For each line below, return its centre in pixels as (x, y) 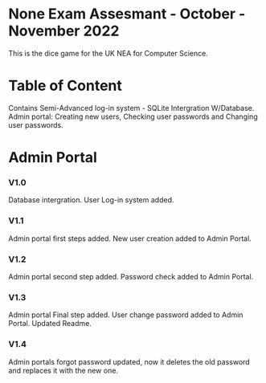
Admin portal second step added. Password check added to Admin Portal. (131, 276)
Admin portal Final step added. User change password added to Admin (126, 315)
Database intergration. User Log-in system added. (91, 200)
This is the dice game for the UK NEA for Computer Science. (108, 53)
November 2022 (64, 31)
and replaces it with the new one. (63, 370)
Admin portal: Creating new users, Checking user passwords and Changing (133, 116)
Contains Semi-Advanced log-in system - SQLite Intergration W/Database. (131, 108)
